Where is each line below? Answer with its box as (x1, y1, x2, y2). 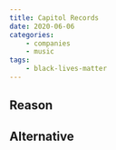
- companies (25, 38, 71, 48)
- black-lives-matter (25, 65, 107, 74)
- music (25, 47, 54, 56)
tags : (9, 55, 30, 65)
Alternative (9, 128, 74, 144)
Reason (9, 97, 53, 114)
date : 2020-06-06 (9, 22, 75, 31)
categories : (9, 30, 54, 39)
